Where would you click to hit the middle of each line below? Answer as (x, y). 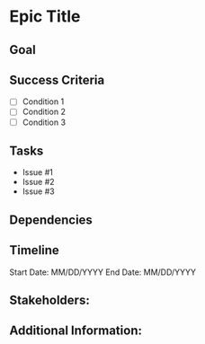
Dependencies (51, 220)
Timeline (35, 250)
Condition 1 (43, 101)
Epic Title (45, 17)
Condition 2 (44, 112)
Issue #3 (39, 191)
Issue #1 (38, 172)
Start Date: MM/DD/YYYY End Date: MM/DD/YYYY (102, 272)
